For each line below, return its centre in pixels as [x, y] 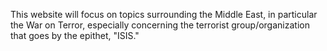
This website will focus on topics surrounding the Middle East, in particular [164, 14]
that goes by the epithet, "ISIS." [75, 35]
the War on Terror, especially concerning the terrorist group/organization [160, 25]
